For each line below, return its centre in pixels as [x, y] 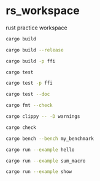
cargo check [21, 127]
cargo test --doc [28, 94]
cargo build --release [35, 50]
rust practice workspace [37, 28]
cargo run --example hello [40, 150]
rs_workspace [43, 11]
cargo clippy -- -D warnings [43, 117]
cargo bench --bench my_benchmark [50, 139]
